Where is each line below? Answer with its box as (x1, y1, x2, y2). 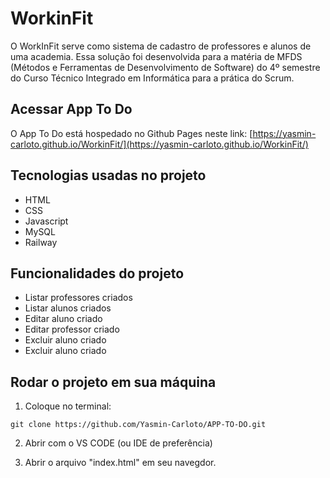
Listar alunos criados (24, 302, 112, 314)
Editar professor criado (24, 323, 120, 336)
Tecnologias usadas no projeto (10, 167, 207, 184)
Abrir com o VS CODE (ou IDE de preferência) (24, 437, 213, 449)
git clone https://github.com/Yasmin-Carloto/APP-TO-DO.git (10, 420, 267, 430)
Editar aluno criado (24, 313, 103, 325)
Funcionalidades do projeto (10, 265, 185, 282)
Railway (24, 236, 58, 248)
